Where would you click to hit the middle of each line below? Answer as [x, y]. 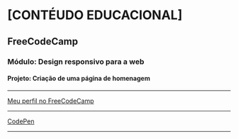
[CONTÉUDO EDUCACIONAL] [95, 15]
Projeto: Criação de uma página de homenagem [79, 79]
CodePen [21, 121]
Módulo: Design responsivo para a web [76, 62]
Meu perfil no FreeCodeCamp [51, 101]
